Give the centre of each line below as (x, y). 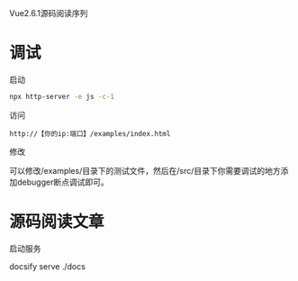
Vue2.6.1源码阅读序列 (49, 13)
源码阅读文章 (57, 222)
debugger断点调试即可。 (63, 182)
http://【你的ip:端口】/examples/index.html (90, 133)
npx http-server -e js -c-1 (62, 96)
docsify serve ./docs (47, 266)
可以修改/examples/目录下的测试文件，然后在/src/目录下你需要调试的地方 (145, 170)
